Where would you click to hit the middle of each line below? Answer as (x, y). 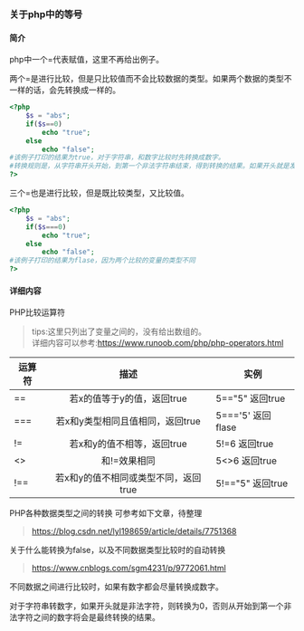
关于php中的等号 (46, 14)
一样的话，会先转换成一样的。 (65, 90)
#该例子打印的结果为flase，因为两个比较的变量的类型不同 (103, 261)
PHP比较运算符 (38, 312)
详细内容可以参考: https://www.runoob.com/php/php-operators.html (157, 343)
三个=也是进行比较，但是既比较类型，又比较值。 (100, 193)
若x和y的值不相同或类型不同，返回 (128, 478)
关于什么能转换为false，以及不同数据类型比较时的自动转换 (118, 550)
